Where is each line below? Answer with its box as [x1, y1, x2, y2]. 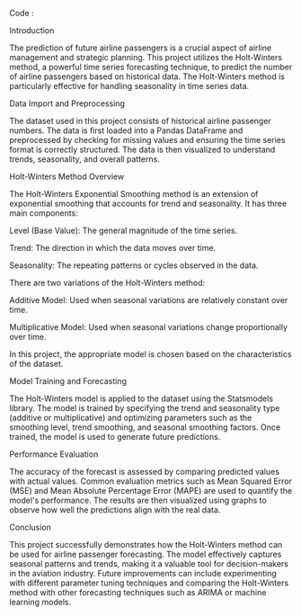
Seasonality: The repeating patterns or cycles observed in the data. [9, 260, 259, 271]
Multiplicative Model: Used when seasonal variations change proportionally [9, 322, 288, 332]
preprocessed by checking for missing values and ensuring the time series [9, 135, 286, 145]
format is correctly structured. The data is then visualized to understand [9, 144, 276, 155]
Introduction [9, 25, 55, 35]
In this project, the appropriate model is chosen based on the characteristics [9, 349, 292, 359]
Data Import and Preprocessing [9, 98, 126, 109]
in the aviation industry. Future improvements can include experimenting [9, 568, 277, 578]
